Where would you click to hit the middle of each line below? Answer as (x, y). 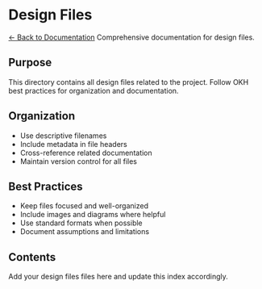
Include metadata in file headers (73, 144)
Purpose (30, 63)
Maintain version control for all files (78, 161)
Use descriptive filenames (63, 136)
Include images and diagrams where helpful (93, 215)
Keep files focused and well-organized (84, 206)
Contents (32, 257)
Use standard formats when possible (81, 223)
